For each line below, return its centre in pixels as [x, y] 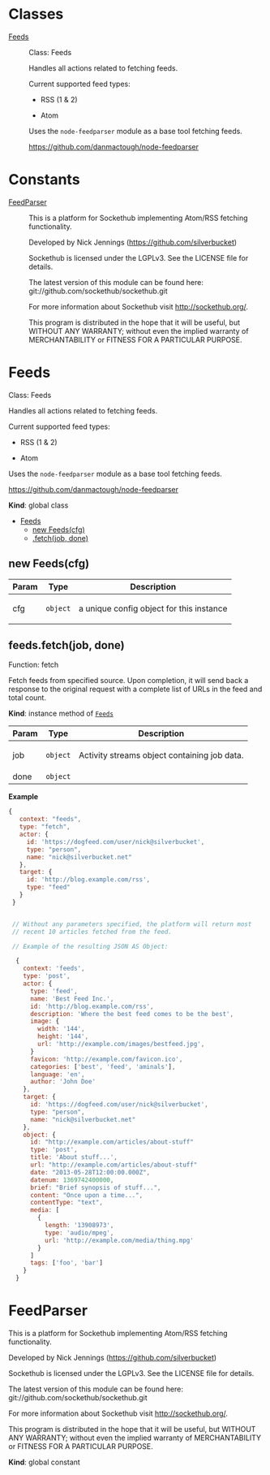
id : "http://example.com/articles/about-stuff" [112, 1142]
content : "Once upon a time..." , [86, 1195]
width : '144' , [61, 1029]
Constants [44, 180]
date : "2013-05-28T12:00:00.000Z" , [90, 1172]
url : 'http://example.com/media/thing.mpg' [119, 1240]
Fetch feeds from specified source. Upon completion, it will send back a [129, 681]
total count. [28, 698]
